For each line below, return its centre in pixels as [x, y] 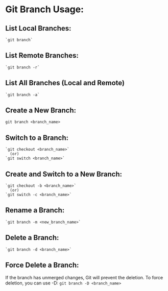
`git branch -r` [22, 67]
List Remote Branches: [42, 55]
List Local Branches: [38, 28]
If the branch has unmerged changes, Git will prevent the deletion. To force [84, 277]
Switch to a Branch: [37, 138]
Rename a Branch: [35, 210]
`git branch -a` [22, 95]
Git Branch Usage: [45, 9]
